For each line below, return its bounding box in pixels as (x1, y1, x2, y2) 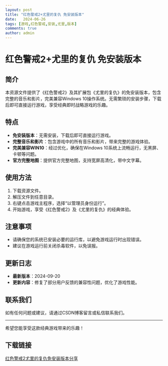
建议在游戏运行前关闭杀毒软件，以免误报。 (12, 243, 100, 249)
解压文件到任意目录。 (12, 194, 56, 200)
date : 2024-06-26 (5, 17, 46, 22)
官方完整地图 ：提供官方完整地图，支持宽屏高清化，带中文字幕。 (12, 157, 144, 163)
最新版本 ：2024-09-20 (12, 273, 60, 279)
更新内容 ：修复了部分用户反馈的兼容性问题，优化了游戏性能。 (12, 279, 140, 285)
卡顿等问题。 (12, 151, 39, 157)
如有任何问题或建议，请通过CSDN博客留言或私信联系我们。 (5, 310, 127, 316)
